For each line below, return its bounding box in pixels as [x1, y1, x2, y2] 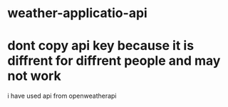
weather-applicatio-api [7, 5, 147, 21]
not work [7, 68, 62, 84]
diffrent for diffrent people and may [7, 53, 221, 69]
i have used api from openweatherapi [7, 91, 117, 101]
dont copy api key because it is [7, 38, 195, 54]
